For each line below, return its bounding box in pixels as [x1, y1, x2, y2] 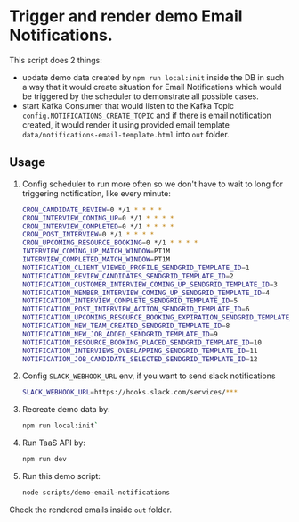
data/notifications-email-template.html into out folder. [21, 128, 230, 139]
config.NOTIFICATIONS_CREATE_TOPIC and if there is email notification [21, 110, 271, 120]
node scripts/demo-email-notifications [21, 488, 171, 497]
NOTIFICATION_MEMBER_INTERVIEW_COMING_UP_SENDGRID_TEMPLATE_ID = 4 [21, 288, 270, 297]
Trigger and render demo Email [9, 6, 243, 27]
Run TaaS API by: [21, 437, 86, 448]
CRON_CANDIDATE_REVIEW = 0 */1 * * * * [21, 205, 163, 214]
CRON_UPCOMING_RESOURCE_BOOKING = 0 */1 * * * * [21, 238, 198, 247]
